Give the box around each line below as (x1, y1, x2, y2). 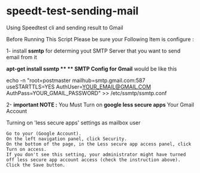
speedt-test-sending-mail (6, 4, 139, 18)
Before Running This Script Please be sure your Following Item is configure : (6, 35, 194, 43)
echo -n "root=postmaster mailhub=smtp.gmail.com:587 (6, 77, 146, 84)
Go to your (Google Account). (6, 130, 82, 136)
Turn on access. (6, 146, 47, 152)
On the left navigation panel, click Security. (6, 136, 128, 142)
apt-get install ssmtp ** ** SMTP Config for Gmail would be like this (6, 65, 177, 72)
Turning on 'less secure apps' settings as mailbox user (6, 119, 141, 126)
